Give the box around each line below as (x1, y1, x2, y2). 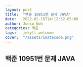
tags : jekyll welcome (5, 30, 54, 35)
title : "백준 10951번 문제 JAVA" (5, 12, 71, 17)
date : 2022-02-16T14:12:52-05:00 (5, 16, 79, 21)
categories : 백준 (5, 26, 39, 31)
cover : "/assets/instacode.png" (5, 35, 74, 40)
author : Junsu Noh (5, 21, 43, 26)
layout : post (5, 7, 32, 12)
